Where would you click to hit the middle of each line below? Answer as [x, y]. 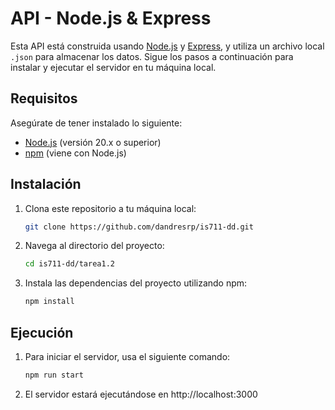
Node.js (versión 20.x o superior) [93, 142]
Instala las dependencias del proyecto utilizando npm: [136, 283]
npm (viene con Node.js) [75, 153]
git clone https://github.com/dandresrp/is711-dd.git [139, 227]
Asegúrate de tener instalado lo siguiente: [96, 123]
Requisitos [44, 98]
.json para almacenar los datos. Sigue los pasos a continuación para [152, 56]
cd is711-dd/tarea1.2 [69, 264]
